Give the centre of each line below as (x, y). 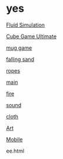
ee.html (15, 151)
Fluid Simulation (26, 25)
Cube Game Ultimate (31, 36)
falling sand (20, 59)
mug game (19, 48)
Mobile (14, 139)
